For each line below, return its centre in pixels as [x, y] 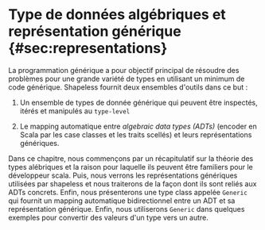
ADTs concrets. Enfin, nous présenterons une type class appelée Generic [128, 192]
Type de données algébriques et [117, 15]
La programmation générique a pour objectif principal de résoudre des [124, 70]
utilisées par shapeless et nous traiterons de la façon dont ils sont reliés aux [132, 183]
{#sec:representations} [88, 48]
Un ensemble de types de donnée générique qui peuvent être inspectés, [138, 102]
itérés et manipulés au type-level [75, 111]
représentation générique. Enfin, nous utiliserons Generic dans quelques [127, 209]
